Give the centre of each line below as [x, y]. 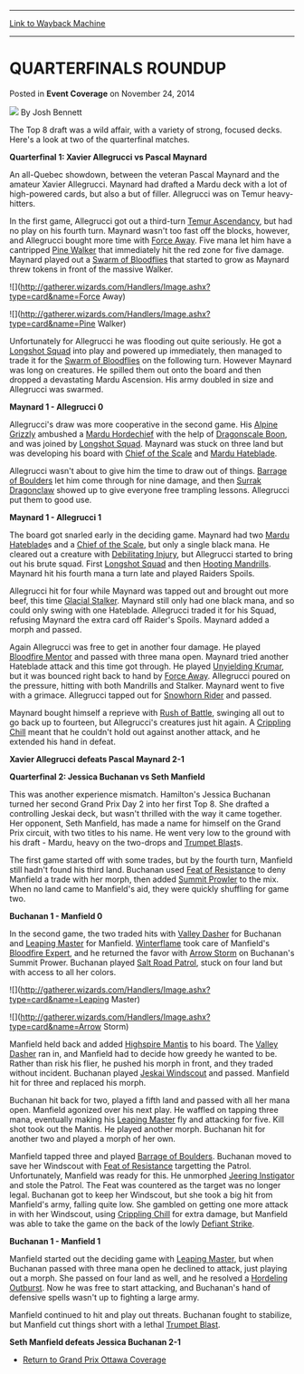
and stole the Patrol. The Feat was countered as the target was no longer [145, 1185]
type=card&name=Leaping [60, 999]
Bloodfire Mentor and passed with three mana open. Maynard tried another [149, 656]
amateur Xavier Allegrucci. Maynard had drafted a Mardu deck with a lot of [148, 184]
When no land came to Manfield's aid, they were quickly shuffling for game [149, 888]
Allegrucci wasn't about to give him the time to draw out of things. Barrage [148, 470]
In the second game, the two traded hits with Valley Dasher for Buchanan [146, 934]
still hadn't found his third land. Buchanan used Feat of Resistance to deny [148, 869]
